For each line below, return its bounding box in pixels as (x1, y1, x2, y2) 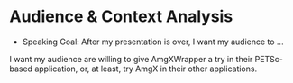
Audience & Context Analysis (9, 6, 233, 27)
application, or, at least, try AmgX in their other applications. (34, 63, 258, 74)
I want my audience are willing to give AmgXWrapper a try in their (9, 53, 253, 64)
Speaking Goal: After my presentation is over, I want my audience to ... (22, 36, 284, 47)
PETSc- (254, 53, 284, 64)
